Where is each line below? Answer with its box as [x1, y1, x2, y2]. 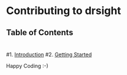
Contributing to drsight [6, 4, 121, 18]
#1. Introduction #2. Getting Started [6, 51, 92, 58]
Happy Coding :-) [6, 62, 48, 69]
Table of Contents [6, 28, 74, 37]
